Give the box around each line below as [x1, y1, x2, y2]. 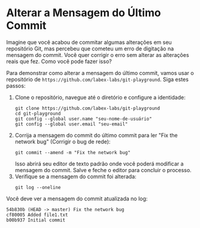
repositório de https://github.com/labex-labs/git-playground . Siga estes [6, 76, 189, 83]
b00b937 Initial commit [6, 217, 66, 223]
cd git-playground [14, 110, 61, 116]
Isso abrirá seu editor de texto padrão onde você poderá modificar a [14, 160, 184, 167]
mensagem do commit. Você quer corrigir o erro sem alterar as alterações [6, 51, 190, 58]
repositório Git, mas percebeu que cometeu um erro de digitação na [6, 45, 174, 52]
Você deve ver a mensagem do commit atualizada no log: [6, 195, 148, 202]
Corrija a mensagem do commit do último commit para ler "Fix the [14, 131, 178, 139]
